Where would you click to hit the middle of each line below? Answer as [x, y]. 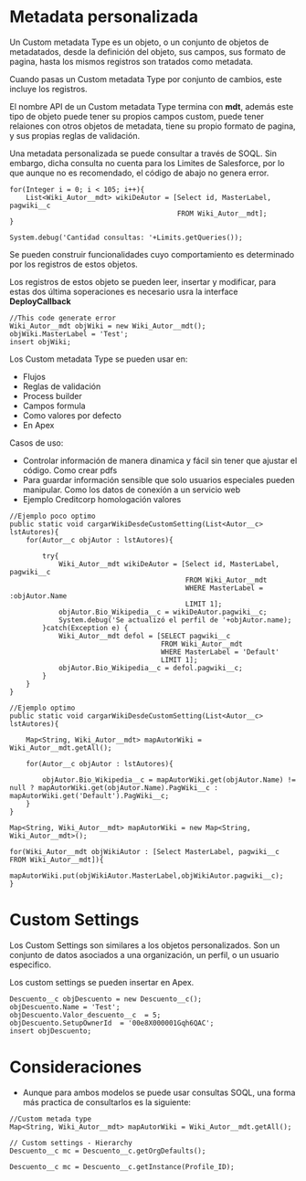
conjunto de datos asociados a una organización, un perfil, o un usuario [144, 954]
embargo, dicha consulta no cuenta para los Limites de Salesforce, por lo [147, 163]
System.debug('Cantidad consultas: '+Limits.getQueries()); [127, 237]
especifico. [31, 965]
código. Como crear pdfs [70, 470]
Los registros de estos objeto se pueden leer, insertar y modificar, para [143, 281]
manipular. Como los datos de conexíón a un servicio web [132, 490]
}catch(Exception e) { [85, 627]
